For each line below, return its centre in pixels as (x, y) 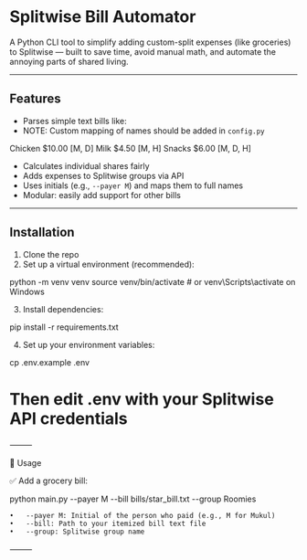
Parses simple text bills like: (74, 121)
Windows (27, 291)
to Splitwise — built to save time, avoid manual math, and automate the (143, 51)
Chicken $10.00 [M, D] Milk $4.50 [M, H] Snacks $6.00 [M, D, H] (130, 148)
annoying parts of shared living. (69, 61)
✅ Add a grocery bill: (49, 481)
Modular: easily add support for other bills (101, 195)
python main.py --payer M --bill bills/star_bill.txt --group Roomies (133, 499)
